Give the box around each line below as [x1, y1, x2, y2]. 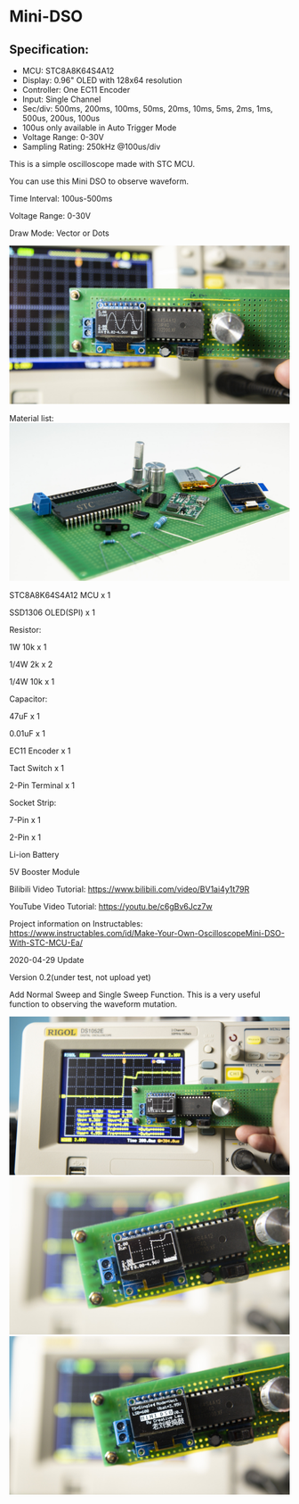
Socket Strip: [9, 797, 57, 808]
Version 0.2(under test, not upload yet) [9, 972, 151, 983]
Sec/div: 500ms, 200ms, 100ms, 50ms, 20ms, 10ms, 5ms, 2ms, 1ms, [21, 104, 273, 113]
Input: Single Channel [21, 94, 101, 104]
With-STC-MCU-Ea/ [9, 937, 83, 948]
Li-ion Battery [9, 850, 60, 860]
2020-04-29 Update [9, 955, 85, 965]
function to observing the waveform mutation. [9, 999, 178, 1010]
